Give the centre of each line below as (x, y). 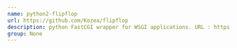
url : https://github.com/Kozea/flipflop (68, 20)
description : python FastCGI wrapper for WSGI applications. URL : (109, 27)
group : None (25, 34)
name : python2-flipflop (43, 14)
